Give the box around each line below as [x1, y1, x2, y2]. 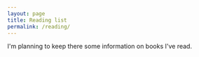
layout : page [7, 10, 46, 17]
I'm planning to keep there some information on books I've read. [7, 42, 193, 51]
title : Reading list [7, 17, 68, 24]
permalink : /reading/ [7, 23, 71, 30]
